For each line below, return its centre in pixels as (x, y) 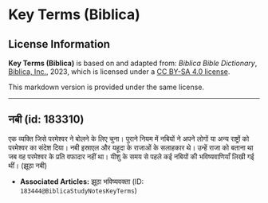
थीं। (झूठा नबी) (28, 166)
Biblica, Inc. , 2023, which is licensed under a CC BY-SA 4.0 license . (119, 72)
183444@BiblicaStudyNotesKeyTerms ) (78, 190)
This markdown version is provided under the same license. (106, 87)
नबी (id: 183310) (46, 120)
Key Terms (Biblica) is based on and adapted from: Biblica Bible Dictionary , (133, 63)
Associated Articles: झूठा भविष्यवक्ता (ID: (82, 182)
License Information (59, 44)
